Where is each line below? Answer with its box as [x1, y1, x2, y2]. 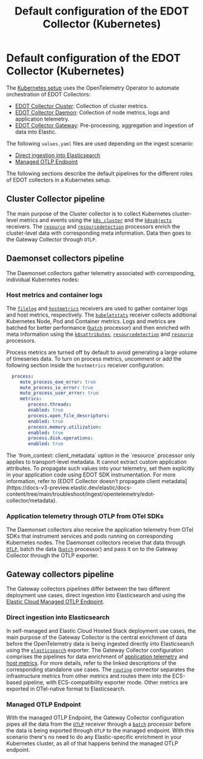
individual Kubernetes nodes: [6, 276, 79, 283]
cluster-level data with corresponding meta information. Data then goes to [6, 229, 191, 236]
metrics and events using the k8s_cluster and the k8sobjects [19, 216, 172, 224]
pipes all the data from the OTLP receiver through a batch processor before [6, 720, 191, 727]
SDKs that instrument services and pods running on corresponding [6, 532, 174, 540]
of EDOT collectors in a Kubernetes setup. [6, 176, 111, 183]
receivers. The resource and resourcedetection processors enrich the [6, 222, 181, 230]
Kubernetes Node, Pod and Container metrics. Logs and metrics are [6, 317, 176, 325]
